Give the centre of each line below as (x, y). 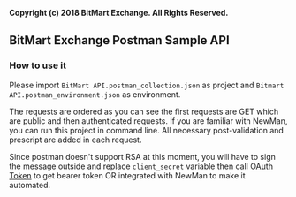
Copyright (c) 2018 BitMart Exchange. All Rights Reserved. (119, 13)
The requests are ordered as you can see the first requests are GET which (144, 111)
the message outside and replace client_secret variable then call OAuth (141, 166)
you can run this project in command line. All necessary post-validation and (147, 130)
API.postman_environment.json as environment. (95, 94)
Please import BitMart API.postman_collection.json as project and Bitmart (147, 85)
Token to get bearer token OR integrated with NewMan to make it (127, 175)
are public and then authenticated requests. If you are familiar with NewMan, (148, 121)
